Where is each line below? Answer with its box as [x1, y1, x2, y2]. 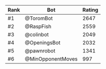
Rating [82, 6, 98, 13]
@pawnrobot [24, 47, 55, 54]
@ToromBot [24, 15, 53, 21]
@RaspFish [24, 23, 51, 29]
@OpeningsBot [24, 39, 61, 46]
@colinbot [24, 31, 49, 38]
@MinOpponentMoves [24, 55, 78, 62]
